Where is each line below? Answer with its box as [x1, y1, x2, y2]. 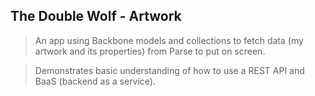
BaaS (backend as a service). [34, 75, 157, 87]
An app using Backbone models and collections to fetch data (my [34, 34, 304, 46]
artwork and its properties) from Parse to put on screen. [34, 45, 266, 57]
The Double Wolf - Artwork [10, 8, 182, 25]
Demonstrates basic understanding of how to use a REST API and [34, 64, 305, 76]
